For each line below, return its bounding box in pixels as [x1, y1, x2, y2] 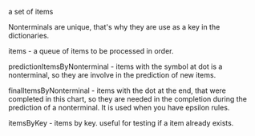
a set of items [8, 7, 54, 16]
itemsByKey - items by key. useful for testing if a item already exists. [8, 118, 234, 127]
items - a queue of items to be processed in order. [8, 46, 174, 55]
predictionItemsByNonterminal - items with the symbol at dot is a [8, 62, 223, 71]
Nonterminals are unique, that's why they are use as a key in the [8, 22, 221, 31]
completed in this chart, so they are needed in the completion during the [8, 94, 247, 103]
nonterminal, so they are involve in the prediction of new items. [8, 70, 217, 79]
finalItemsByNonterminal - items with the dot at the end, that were [8, 86, 227, 95]
